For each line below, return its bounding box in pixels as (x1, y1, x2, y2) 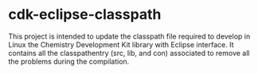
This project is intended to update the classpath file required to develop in (8, 31, 251, 41)
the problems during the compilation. (8, 57, 130, 66)
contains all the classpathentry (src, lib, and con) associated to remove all (8, 48, 250, 57)
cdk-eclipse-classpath (8, 6, 162, 24)
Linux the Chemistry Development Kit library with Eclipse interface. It (8, 39, 234, 49)
